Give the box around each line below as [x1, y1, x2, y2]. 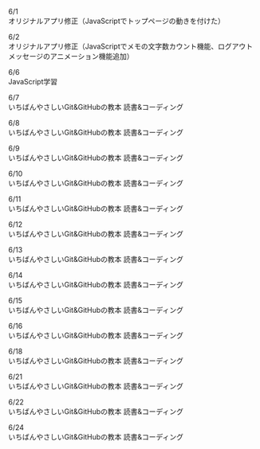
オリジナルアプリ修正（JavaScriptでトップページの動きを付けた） [8, 16, 225, 25]
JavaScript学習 [8, 77, 58, 86]
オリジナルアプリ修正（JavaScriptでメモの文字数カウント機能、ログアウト [8, 41, 254, 51]
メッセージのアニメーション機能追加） [8, 52, 134, 61]
